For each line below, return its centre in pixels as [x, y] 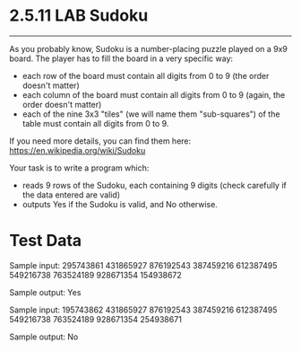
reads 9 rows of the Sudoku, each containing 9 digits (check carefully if [154, 185]
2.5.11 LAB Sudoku [79, 16]
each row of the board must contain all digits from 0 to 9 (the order [146, 75]
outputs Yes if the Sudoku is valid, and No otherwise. [120, 204]
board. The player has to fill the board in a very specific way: [121, 58]
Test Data [46, 241]
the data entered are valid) [71, 195]
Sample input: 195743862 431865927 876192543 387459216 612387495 [143, 310]
